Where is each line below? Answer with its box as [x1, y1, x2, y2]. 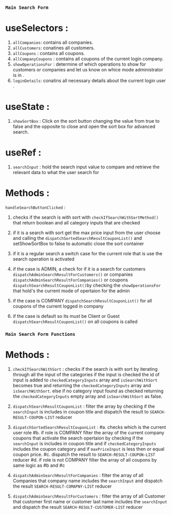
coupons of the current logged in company [12, 303, 104, 309]
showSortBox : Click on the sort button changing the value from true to [12, 118, 160, 124]
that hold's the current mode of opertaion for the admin [12, 288, 130, 294]
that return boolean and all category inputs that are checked [12, 219, 140, 225]
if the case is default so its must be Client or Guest [12, 313, 120, 319]
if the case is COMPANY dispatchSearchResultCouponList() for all [12, 297, 152, 303]
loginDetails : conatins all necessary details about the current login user [12, 77, 166, 84]
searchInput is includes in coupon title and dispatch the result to [12, 408, 149, 415]
